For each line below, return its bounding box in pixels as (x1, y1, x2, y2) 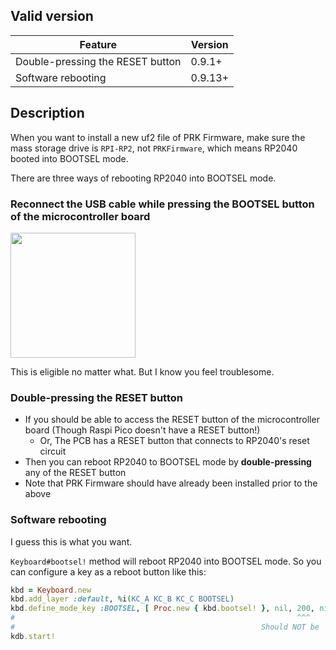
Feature (79, 37, 117, 51)
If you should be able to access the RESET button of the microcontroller (24, 414, 320, 426)
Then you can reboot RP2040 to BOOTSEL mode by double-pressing (24, 456, 312, 468)
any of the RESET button (24, 467, 127, 479)
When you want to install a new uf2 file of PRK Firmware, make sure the (10, 131, 306, 143)
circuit (39, 445, 67, 458)
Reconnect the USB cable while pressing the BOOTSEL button (10, 197, 315, 211)
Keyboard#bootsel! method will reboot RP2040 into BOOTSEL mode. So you (10, 555, 322, 567)
